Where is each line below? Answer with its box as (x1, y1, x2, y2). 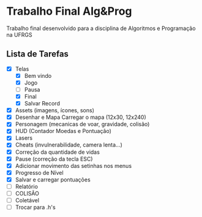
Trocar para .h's (15, 204, 56, 211)
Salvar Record (24, 100, 60, 107)
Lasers (15, 134, 32, 142)
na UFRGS (6, 31, 32, 38)
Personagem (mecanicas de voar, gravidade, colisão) (15, 121, 150, 128)
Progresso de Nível (15, 169, 64, 176)
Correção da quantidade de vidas (15, 148, 100, 156)
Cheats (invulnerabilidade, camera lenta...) (15, 141, 122, 148)
